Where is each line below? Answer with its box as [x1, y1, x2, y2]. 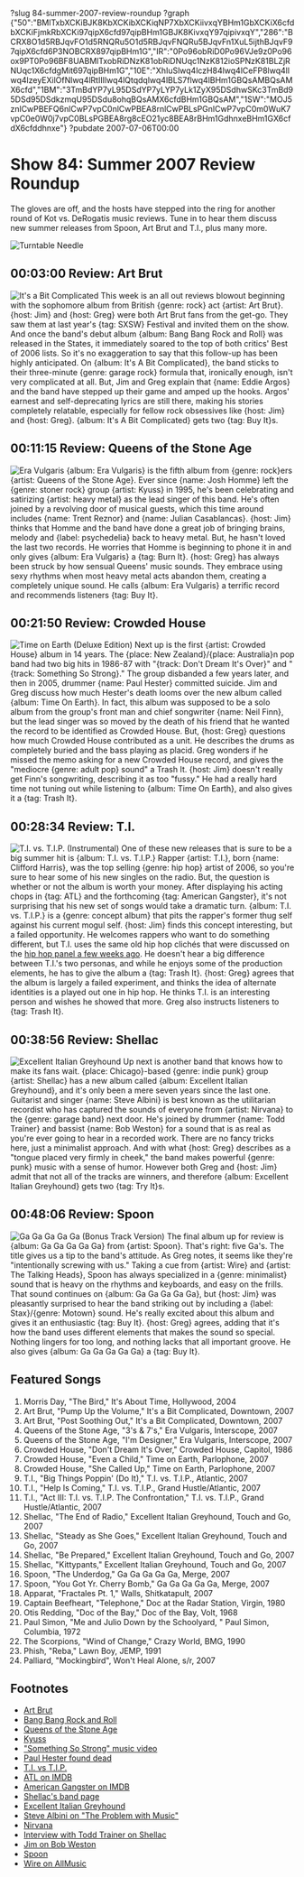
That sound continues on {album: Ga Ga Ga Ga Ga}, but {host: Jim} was [10, 1288, 277, 1299]
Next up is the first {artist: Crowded [134, 640, 266, 651]
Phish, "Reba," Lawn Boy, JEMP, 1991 [23, 1645, 161, 1656]
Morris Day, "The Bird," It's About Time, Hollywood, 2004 [23, 1396, 237, 1407]
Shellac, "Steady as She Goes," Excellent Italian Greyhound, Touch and [23, 1530, 288, 1541]
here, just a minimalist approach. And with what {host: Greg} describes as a [10, 1142, 291, 1153]
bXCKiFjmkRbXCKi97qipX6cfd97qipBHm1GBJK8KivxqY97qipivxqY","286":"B [10, 27, 294, 37]
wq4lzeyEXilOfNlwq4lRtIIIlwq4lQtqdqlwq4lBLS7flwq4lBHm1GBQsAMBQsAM [10, 75, 293, 85]
